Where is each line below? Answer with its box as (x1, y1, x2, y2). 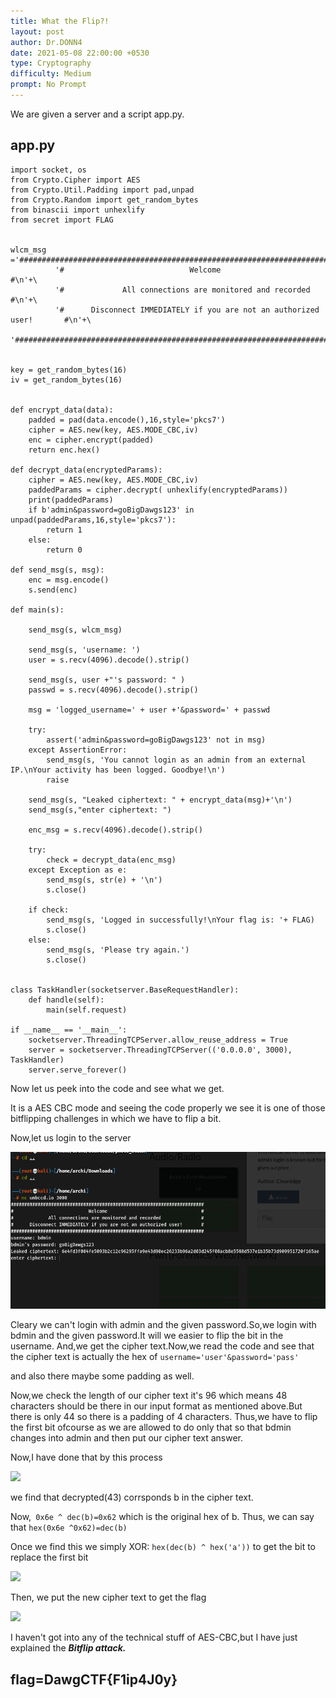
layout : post (10, 26, 65, 37)
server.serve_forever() (28, 1065, 128, 1075)
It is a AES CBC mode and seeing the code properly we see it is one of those (10, 1101, 326, 1114)
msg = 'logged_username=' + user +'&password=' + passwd (28, 705, 271, 715)
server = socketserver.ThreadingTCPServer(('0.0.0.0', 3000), (28, 1045, 293, 1055)
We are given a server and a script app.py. (10, 108, 185, 120)
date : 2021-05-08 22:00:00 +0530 (10, 48, 150, 58)
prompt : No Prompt (10, 80, 87, 90)
